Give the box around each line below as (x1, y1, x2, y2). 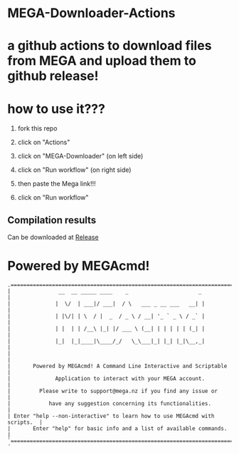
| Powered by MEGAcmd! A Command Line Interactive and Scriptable (7, 362, 228, 370)
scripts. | (7, 419, 43, 426)
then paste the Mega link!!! (17, 180, 96, 188)
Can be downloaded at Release (7, 233, 99, 242)
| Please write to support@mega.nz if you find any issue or (7, 387, 218, 395)
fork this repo (17, 124, 58, 133)
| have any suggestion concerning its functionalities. (7, 400, 212, 407)
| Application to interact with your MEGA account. (7, 375, 205, 382)
